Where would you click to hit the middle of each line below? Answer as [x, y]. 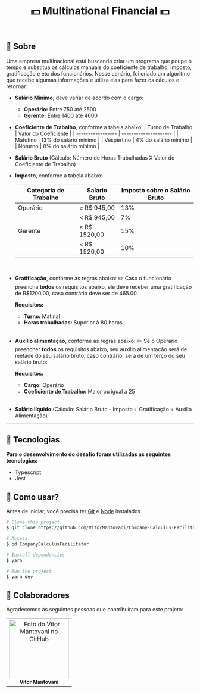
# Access [17, 539]
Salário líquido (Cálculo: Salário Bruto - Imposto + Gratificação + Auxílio [103, 409]
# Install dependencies [36, 555]
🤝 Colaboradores [38, 595]
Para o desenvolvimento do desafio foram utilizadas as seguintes [89, 454]
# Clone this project [33, 522]
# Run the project [29, 571]
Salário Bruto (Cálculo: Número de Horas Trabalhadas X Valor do [95, 157]
